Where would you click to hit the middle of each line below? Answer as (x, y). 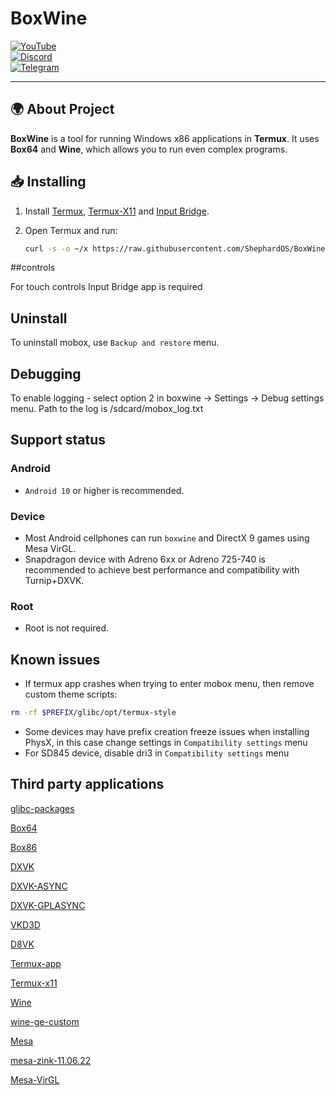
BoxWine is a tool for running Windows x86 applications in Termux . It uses (165, 138)
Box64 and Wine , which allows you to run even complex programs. (149, 149)
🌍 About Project (62, 109)
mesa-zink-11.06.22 (51, 1060)
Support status (58, 440)
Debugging (46, 373)
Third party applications (87, 784)
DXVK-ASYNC (39, 886)
